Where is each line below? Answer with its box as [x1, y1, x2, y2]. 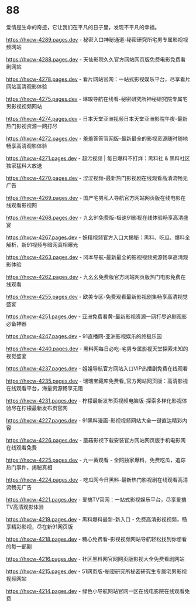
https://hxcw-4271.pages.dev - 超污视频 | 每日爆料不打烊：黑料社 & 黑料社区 [6, 155, 190, 162]
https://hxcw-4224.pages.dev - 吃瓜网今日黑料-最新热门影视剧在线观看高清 [6, 476, 188, 483]
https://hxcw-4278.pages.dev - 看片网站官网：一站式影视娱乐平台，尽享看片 [6, 76, 191, 83]
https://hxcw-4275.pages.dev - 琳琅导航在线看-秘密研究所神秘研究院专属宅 [6, 95, 188, 103]
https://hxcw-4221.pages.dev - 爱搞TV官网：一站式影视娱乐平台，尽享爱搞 [6, 496, 187, 503]
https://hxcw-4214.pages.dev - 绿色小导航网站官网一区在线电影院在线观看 [6, 587, 185, 595]
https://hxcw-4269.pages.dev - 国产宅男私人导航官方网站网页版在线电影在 [6, 194, 186, 201]
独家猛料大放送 [6, 162, 42, 169]
